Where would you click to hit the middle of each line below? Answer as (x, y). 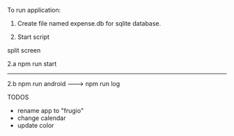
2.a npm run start (32, 64)
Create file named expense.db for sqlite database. (89, 23)
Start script (33, 37)
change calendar (41, 118)
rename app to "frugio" (50, 111)
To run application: (34, 10)
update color (36, 125)
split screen (24, 50)
